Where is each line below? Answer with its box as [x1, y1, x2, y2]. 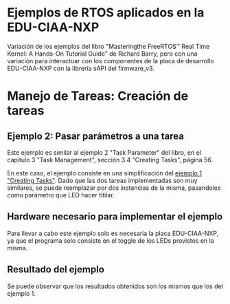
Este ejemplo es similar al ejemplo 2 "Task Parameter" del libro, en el [7, 148, 201, 156]
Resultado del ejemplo [7, 263, 105, 276]
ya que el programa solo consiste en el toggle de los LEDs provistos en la [7, 236, 214, 245]
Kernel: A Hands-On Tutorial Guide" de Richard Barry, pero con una [7, 50, 198, 58]
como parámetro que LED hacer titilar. [7, 191, 115, 199]
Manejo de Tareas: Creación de [7, 88, 189, 104]
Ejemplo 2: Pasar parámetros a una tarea [7, 130, 184, 142]
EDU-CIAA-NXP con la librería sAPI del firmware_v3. [7, 64, 154, 72]
